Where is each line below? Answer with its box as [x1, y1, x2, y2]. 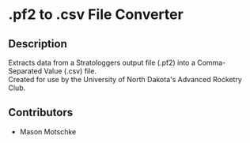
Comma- [196, 58, 226, 67]
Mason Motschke [19, 126, 77, 136]
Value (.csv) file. [43, 66, 97, 76]
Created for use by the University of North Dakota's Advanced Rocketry [8, 75, 243, 84]
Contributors [8, 106, 74, 119]
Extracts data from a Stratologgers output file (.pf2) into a [8, 58, 196, 67]
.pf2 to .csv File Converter [8, 6, 184, 24]
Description [8, 37, 67, 51]
